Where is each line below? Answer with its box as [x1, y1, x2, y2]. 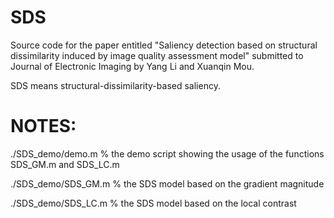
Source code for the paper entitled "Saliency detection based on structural [10, 39, 318, 51]
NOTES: [10, 115, 77, 138]
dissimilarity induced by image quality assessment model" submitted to [10, 49, 304, 61]
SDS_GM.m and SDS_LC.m [10, 158, 120, 170]
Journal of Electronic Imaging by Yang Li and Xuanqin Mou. [10, 60, 255, 72]
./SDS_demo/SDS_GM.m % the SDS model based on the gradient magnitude [10, 177, 325, 190]
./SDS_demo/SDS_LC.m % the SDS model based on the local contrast [10, 197, 297, 209]
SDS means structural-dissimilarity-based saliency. [10, 79, 221, 91]
